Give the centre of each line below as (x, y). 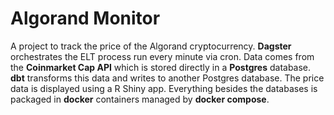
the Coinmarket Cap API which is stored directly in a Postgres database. (161, 67)
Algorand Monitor (85, 18)
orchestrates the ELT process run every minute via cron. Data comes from (162, 56)
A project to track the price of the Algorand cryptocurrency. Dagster (151, 46)
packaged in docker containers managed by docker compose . (140, 99)
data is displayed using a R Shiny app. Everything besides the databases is (164, 88)
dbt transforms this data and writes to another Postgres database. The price (167, 78)
